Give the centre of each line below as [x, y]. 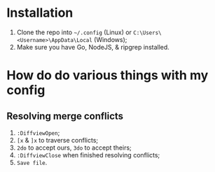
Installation [40, 13]
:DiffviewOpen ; [38, 132]
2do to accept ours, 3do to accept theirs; [74, 148]
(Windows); [110, 39]
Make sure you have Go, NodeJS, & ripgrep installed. [93, 47]
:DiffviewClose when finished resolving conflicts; [88, 155]
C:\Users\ [147, 33]
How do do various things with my [107, 76]
